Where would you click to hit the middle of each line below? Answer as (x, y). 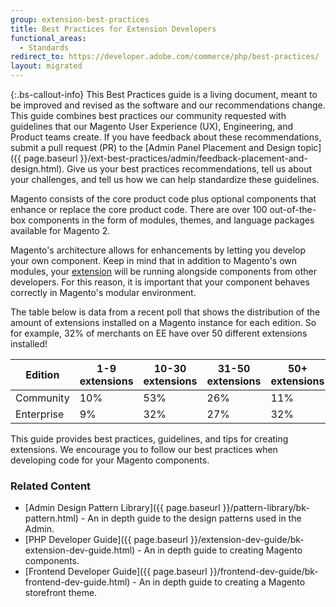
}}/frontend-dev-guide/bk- (264, 572)
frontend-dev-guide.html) (77, 582)
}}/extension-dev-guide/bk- (247, 540)
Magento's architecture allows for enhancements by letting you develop (158, 250)
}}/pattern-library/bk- (266, 508)
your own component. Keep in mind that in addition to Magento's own (154, 260)
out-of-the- (293, 209)
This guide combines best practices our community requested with (148, 115)
